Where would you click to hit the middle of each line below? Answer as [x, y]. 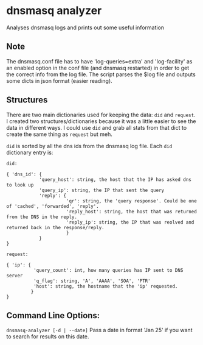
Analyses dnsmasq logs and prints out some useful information [85, 27]
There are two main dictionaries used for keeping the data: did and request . [101, 115]
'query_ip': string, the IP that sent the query [101, 190]
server [15, 276]
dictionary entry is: [30, 152]
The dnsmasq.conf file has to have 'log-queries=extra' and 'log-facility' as [99, 61]
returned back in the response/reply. [55, 227]
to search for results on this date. [48, 336]
